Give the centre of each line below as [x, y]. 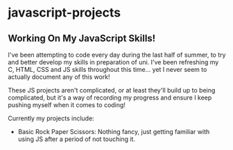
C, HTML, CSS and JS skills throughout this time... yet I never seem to [107, 69]
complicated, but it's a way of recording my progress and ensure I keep [110, 97]
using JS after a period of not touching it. [77, 139]
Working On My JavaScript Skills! [82, 38]
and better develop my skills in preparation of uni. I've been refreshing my [113, 62]
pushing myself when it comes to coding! [67, 105]
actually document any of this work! [59, 77]
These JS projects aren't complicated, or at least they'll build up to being [112, 90]
